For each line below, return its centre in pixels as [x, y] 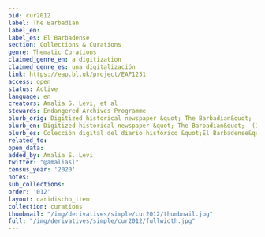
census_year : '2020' [42, 170]
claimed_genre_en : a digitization [65, 60]
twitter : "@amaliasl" [44, 163]
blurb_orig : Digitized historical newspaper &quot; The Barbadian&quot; [130, 118]
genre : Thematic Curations [52, 52]
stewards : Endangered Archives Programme [77, 111]
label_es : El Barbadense [49, 38]
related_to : [28, 140]
